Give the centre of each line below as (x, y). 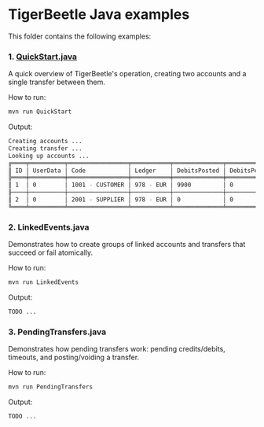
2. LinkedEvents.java (49, 227)
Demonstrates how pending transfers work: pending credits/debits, (117, 349)
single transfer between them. (57, 82)
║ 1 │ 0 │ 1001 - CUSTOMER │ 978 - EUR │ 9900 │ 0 (121, 185)
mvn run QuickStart (40, 112)
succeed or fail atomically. (51, 252)
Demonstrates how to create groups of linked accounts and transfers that (127, 245)
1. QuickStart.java (42, 57)
